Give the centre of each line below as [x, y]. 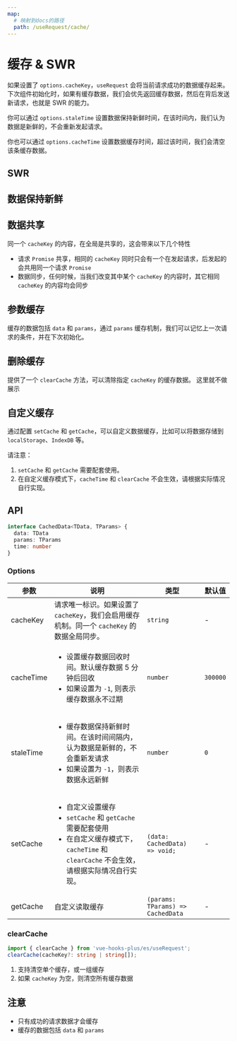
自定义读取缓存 [79, 907]
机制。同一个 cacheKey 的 [95, 625]
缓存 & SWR [41, 64]
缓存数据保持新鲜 [95, 726]
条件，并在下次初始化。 [54, 337]
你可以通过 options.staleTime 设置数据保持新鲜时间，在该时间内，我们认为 [116, 118]
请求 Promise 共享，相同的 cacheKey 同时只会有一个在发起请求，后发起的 [122, 258]
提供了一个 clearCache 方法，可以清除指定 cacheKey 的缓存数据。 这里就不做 [117, 380]
